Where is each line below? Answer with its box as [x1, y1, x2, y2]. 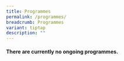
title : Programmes [6, 8, 51, 15]
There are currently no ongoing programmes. [6, 48, 119, 55]
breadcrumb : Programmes [6, 19, 64, 25]
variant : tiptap [6, 24, 46, 31]
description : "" [6, 30, 46, 36]
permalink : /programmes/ [6, 14, 67, 20]
